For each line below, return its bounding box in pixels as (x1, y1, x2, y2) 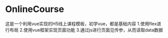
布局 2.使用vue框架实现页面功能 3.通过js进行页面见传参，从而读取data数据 (9, 26, 163, 33)
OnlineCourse (5, 3, 64, 15)
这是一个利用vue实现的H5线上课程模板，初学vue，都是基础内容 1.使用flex (5, 20, 157, 26)
